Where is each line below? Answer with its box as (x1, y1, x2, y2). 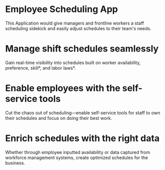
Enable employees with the (5, 83, 121, 94)
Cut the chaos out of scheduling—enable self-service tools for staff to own (5, 109, 160, 116)
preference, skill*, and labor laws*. (5, 65, 76, 71)
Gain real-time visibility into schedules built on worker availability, (5, 59, 141, 66)
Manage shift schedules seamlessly (5, 43, 159, 55)
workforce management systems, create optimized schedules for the (5, 154, 148, 160)
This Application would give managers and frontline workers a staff (5, 20, 144, 26)
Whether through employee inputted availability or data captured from (5, 149, 150, 155)
